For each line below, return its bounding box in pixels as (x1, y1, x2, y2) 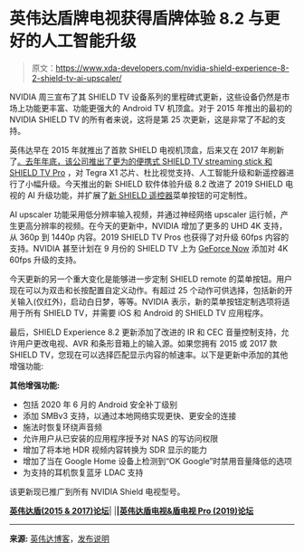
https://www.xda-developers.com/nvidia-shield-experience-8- (55, 62, 290, 73)
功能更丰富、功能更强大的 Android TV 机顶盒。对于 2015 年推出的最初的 (24, 102, 292, 113)
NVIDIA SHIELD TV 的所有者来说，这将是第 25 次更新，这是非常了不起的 (9, 114, 279, 125)
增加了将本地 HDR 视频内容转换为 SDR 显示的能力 (22, 444, 208, 455)
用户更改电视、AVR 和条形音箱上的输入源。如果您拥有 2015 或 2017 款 (16, 338, 278, 348)
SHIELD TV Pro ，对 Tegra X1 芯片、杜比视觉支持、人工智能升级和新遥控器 (9, 167, 287, 177)
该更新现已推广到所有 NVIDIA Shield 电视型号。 (9, 486, 185, 497)
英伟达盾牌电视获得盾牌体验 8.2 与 (9, 8, 264, 29)
